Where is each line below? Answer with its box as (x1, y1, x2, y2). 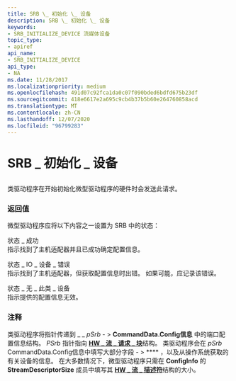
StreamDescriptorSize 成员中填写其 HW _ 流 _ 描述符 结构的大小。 (7, 365, 200, 374)
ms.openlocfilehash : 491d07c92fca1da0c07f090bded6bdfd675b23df (7, 89, 198, 96)
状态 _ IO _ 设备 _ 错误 (7, 260, 71, 269)
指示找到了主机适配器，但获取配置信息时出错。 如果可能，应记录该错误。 (7, 269, 220, 278)
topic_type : (7, 37, 43, 44)
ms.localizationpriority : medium (7, 83, 106, 90)
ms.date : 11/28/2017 (7, 76, 69, 84)
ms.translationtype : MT (7, 103, 78, 110)
